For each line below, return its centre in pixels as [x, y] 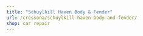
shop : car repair [28, 23]
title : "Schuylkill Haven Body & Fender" [60, 12]
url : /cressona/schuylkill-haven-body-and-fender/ [72, 18]
